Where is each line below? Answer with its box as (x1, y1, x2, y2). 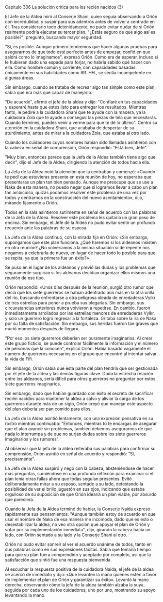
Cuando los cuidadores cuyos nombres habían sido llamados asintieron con (5, 140, 157, 145)
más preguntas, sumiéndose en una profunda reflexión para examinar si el (5, 471, 154, 476)
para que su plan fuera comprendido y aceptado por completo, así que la (5, 552, 151, 558)
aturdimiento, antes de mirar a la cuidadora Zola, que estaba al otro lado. (5, 130, 150, 136)
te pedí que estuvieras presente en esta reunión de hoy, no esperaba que (5, 174, 152, 180)
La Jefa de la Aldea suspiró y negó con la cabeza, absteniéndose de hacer (5, 465, 154, 471)
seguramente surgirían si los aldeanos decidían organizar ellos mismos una (5, 270, 155, 275)
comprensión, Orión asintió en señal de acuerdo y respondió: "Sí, (5, 451, 135, 457)
